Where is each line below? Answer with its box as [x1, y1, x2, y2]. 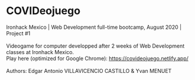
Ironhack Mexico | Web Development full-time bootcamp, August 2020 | [6, 24, 182, 31]
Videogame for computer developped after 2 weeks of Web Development [6, 42, 185, 49]
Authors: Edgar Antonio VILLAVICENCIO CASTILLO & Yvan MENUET [6, 67, 172, 74]
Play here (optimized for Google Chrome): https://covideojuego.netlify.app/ [6, 55, 189, 62]
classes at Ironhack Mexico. [6, 48, 74, 55]
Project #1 [6, 29, 31, 36]
